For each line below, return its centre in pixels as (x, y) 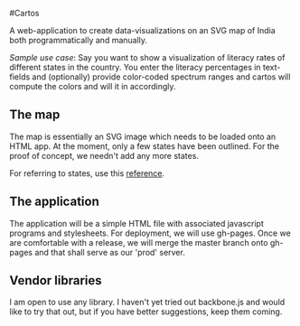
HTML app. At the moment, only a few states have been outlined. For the (145, 146)
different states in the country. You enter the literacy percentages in (135, 67)
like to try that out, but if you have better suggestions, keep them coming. (146, 312)
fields (20, 77)
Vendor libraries (56, 280)
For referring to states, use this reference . (87, 173)
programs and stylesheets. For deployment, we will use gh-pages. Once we (150, 233)
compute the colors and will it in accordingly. (93, 86)
